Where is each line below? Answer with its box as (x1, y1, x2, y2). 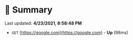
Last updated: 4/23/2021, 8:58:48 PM (4, 20, 82, 26)
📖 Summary (4, 4, 53, 15)
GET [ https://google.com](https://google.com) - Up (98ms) (11, 29, 129, 35)
